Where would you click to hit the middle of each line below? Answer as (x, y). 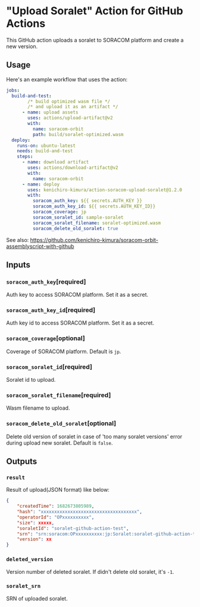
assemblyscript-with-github (40, 246)
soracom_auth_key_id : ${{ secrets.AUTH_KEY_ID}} (94, 206)
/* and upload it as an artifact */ (73, 107)
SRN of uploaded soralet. (37, 598)
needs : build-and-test (45, 151)
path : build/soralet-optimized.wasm (78, 134)
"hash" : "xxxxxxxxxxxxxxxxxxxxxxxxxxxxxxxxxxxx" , (80, 512)
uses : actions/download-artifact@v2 (73, 168)
